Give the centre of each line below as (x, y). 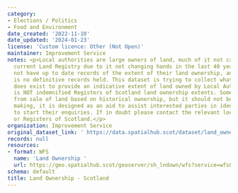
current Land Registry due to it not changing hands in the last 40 (117, 66)
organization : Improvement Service (60, 125)
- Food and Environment (42, 27)
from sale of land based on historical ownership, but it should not (118, 100)
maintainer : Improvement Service (57, 54)
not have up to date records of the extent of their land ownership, (118, 73)
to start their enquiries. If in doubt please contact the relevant (117, 112)
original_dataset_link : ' (45, 132)
